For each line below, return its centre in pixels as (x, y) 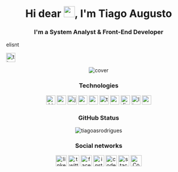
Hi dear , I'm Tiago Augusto (99, 14)
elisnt (13, 45)
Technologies (99, 86)
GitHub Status (99, 117)
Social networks (99, 146)
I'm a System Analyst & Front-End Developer (99, 32)
